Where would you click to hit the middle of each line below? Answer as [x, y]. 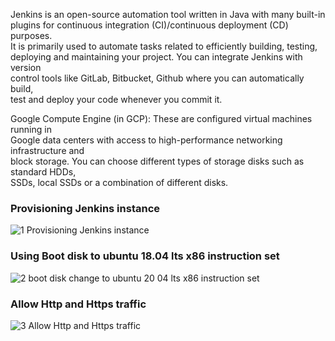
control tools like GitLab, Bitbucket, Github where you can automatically [157, 78]
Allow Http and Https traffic [78, 304]
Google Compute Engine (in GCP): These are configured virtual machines [161, 118]
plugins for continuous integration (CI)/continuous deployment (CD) [149, 25]
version [26, 67]
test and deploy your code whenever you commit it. [116, 99]
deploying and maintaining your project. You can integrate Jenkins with [156, 57]
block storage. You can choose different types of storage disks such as [157, 161]
